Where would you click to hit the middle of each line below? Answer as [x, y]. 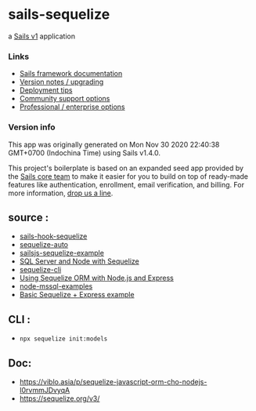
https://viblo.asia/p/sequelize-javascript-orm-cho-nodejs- [113, 381]
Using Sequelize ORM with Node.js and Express [96, 278]
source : [29, 217]
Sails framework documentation [71, 74]
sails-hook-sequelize [53, 236]
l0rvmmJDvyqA [45, 390]
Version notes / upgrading [61, 82]
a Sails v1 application [42, 36]
